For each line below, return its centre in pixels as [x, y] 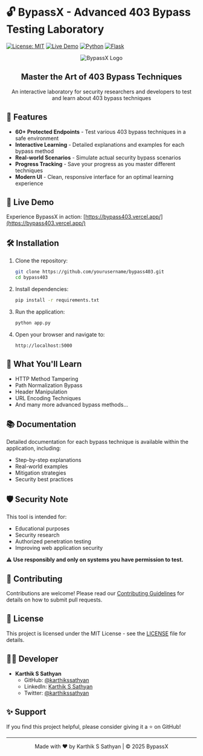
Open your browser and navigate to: [60, 334]
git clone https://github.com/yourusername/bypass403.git [89, 272]
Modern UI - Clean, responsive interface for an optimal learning [94, 176]
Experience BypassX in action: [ [46, 217]
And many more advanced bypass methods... [72, 404]
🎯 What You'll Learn [44, 364]
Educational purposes [42, 529]
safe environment [37, 138]
